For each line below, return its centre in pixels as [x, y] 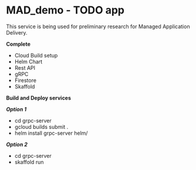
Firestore [26, 80]
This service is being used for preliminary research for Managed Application [98, 26]
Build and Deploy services [39, 98]
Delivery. [17, 32]
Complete [18, 44]
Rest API [25, 67]
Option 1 [16, 109]
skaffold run [29, 162]
